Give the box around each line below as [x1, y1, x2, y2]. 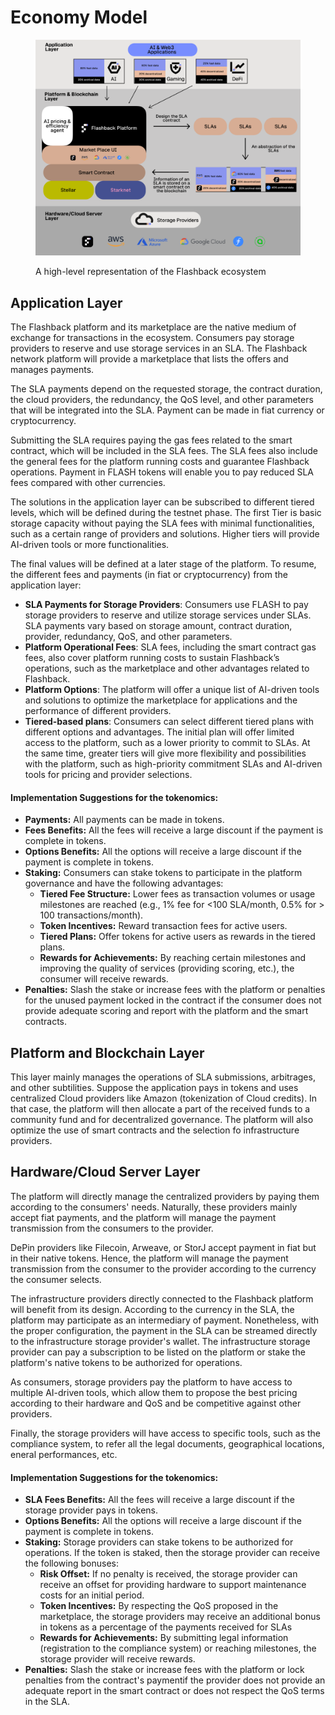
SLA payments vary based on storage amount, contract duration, [24, 620, 293, 632]
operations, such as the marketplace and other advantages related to [24, 662, 310, 675]
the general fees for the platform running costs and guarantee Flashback [10, 456, 310, 468]
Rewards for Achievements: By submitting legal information [39, 1632, 289, 1644]
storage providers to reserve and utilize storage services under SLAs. [24, 609, 312, 621]
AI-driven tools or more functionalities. [10, 539, 170, 551]
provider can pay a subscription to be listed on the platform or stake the [10, 1346, 306, 1358]
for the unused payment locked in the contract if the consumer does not [24, 994, 322, 1006]
